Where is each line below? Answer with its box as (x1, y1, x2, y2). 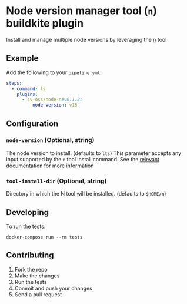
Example (6, 53, 39, 63)
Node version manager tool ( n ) (6, 4, 158, 18)
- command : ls (11, 85, 46, 92)
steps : (6, 80, 22, 86)
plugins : (16, 91, 38, 97)
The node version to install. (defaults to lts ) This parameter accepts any (6, 149, 181, 157)
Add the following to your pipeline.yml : (6, 69, 102, 76)
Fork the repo (14, 266, 48, 273)
